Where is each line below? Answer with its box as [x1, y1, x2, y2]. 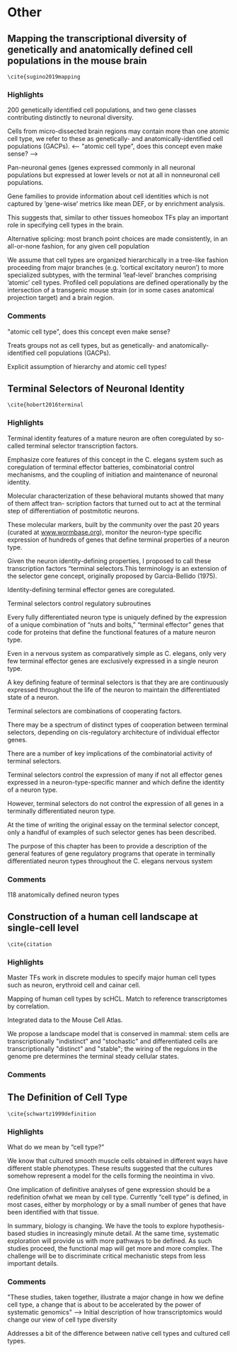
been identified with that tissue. [7, 1208, 99, 1217]
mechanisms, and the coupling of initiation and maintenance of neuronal [7, 470, 218, 479]
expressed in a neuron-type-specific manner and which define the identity [7, 778, 225, 786]
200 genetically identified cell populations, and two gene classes [7, 106, 197, 114]
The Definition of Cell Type [7, 1091, 128, 1103]
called [7, 441, 25, 450]
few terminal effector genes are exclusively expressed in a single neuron [7, 657, 219, 665]
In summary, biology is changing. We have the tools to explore [7, 1222, 189, 1230]
